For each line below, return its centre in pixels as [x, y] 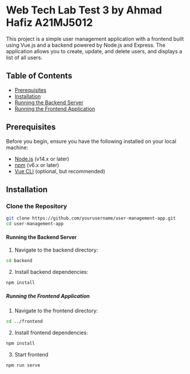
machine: [17, 147]
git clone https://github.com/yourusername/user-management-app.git [91, 218]
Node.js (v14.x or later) [42, 159]
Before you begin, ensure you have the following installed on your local [91, 141]
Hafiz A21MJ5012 [50, 23]
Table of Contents [39, 76]
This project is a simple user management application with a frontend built [95, 39]
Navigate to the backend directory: [56, 250]
